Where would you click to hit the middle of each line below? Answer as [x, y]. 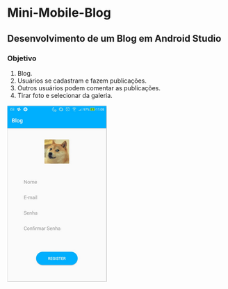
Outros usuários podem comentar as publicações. [89, 88]
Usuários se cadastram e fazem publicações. [82, 81]
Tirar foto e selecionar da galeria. [65, 95]
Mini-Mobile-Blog [59, 13]
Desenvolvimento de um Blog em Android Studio [114, 39]
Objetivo [22, 58]
